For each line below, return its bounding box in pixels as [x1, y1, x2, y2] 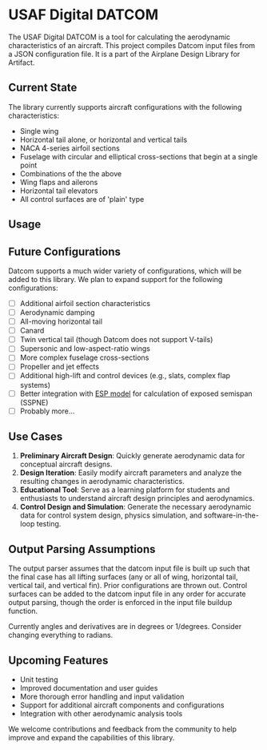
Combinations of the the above [19, 168, 122, 178]
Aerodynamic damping [19, 308, 95, 317]
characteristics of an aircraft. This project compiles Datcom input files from [8, 40, 256, 50]
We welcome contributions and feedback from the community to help [8, 724, 237, 734]
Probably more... [19, 406, 75, 416]
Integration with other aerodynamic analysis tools [19, 709, 183, 719]
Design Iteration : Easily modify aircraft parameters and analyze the [19, 468, 242, 478]
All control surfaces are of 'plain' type [19, 194, 145, 204]
